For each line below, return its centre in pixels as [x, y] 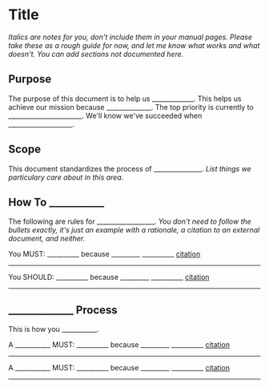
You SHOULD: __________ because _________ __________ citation [109, 277]
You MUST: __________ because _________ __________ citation [104, 254]
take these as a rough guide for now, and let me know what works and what [134, 45]
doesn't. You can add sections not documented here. [96, 54]
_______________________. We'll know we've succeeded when [105, 115]
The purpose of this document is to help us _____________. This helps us [125, 99]
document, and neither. [47, 239]
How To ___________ [56, 202]
